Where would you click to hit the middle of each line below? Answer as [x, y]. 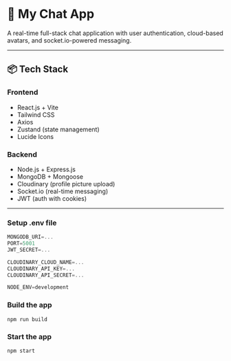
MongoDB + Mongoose [50, 176]
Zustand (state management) [58, 129]
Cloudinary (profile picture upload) [66, 184]
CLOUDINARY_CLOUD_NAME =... [46, 262]
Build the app [30, 305]
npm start [21, 351]
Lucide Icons [35, 136]
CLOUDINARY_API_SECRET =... [46, 275]
